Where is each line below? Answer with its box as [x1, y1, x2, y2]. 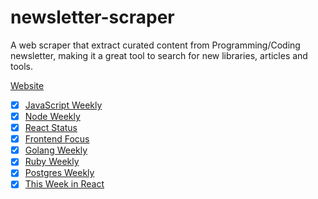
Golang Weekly [24, 144, 88, 156]
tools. [10, 60, 34, 72]
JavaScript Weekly [24, 99, 103, 111]
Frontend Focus [24, 133, 90, 145]
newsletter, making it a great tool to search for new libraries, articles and [10, 49, 308, 61]
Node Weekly [24, 111, 81, 122]
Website [10, 79, 45, 91]
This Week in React [24, 178, 105, 190]
